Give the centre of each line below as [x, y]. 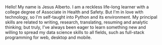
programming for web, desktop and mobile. [48, 37]
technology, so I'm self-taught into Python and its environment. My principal [81, 17]
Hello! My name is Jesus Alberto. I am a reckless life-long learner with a [77, 7]
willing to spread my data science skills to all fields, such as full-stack [75, 32]
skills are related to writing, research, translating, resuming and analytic [77, 22]
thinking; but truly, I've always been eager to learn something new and [75, 27]
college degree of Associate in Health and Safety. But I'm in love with [74, 12]
